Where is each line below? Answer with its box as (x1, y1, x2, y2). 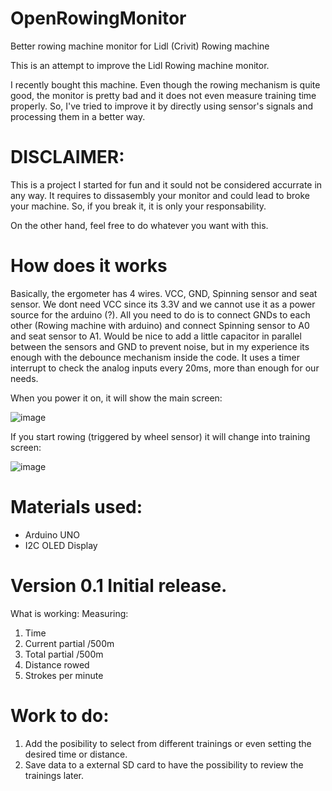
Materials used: (10, 496, 143, 518)
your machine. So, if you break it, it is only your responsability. (10, 200, 267, 212)
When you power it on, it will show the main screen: (10, 392, 223, 404)
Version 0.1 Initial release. (10, 574, 228, 597)
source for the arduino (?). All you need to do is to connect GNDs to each (10, 308, 311, 321)
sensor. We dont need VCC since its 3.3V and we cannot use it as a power (10, 298, 316, 310)
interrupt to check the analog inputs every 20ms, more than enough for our (10, 362, 320, 374)
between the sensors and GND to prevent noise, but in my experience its (10, 340, 310, 352)
